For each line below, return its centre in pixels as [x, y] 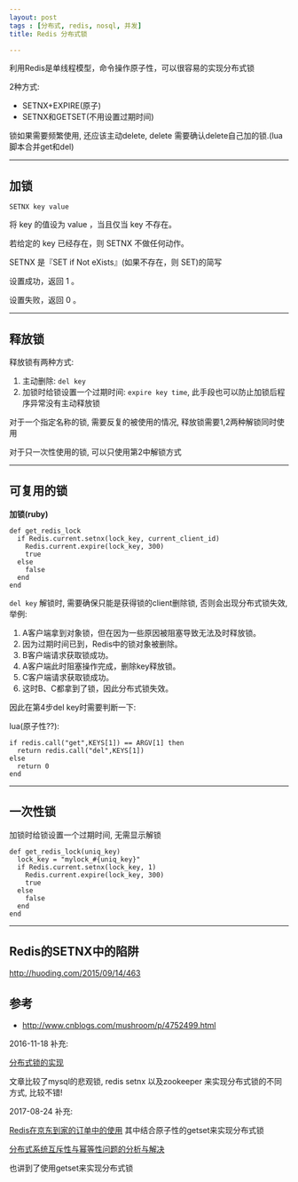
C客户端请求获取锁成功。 [68, 677]
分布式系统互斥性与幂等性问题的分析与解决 [87, 1149]
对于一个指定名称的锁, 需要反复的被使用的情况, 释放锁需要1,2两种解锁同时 [143, 422]
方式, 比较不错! [36, 1092]
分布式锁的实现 [36, 1063]
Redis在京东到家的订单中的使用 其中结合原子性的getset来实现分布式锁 [137, 1130]
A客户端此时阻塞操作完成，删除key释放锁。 [101, 666]
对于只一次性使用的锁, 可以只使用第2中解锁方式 [95, 452]
